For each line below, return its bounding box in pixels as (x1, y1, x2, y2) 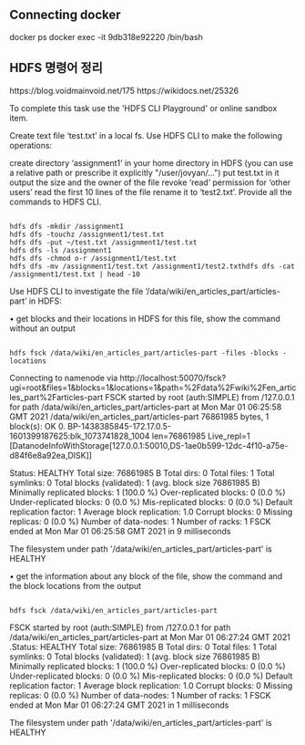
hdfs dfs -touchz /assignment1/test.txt (9, 230, 166, 239)
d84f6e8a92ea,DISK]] (9, 450, 93, 460)
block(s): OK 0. (9, 420, 66, 431)
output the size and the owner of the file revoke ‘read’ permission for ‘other (9, 177, 291, 188)
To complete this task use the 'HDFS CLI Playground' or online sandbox (9, 102, 278, 113)
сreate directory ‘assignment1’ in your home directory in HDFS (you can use (9, 157, 294, 168)
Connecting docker (9, 7, 121, 23)
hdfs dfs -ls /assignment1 (9, 245, 112, 254)
